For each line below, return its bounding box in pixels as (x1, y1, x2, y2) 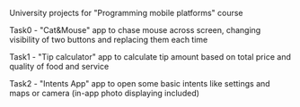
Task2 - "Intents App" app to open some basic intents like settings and (9, 78, 271, 88)
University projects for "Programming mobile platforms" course (9, 8, 244, 18)
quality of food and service (9, 62, 110, 71)
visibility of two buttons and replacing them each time (9, 35, 208, 45)
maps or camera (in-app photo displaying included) (9, 88, 200, 98)
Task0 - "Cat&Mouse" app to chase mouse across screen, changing (9, 25, 261, 35)
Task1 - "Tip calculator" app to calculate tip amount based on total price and (9, 52, 292, 62)
